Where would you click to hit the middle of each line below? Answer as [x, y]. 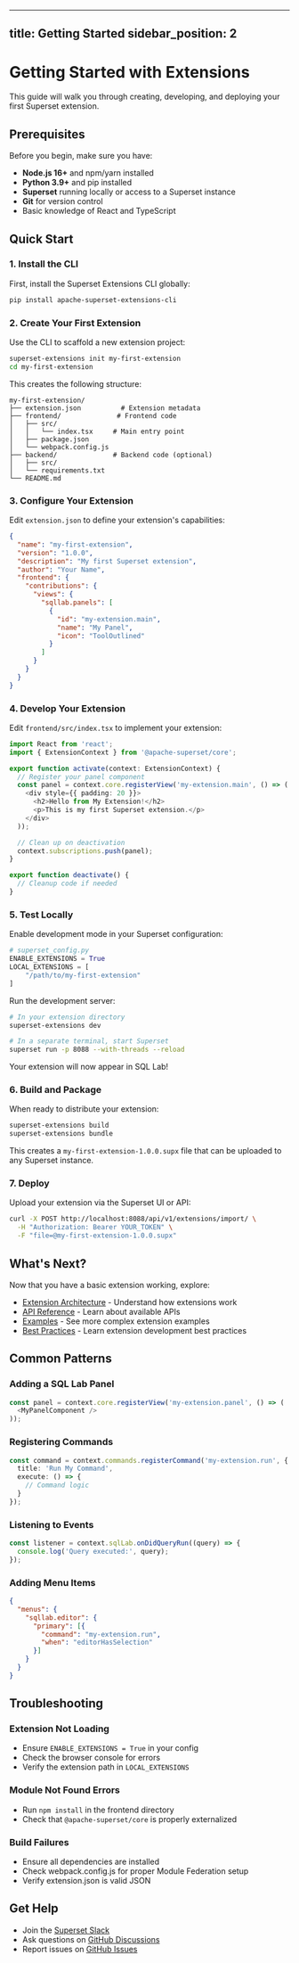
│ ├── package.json [49, 439]
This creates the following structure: [76, 383]
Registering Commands [61, 1442]
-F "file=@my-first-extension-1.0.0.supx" [97, 1236]
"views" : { [53, 595]
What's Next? [48, 1264]
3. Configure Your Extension [72, 500]
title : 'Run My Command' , [65, 1469]
